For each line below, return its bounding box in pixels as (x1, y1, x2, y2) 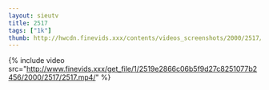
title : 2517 (8, 19, 48, 27)
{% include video (8, 56, 66, 65)
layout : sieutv (8, 11, 59, 20)
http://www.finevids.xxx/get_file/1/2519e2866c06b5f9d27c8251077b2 (26, 65, 258, 74)
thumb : (8, 33, 30, 42)
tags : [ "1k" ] (8, 26, 52, 34)
